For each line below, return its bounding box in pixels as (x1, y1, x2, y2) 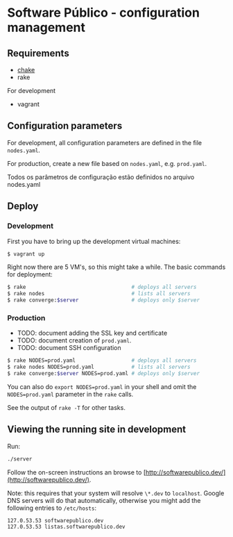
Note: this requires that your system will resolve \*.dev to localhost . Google (7, 488, 225, 497)
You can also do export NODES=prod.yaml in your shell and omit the (7, 382, 197, 390)
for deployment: (7, 270, 53, 279)
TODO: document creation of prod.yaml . (17, 336, 132, 345)
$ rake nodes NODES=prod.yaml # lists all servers (7, 363, 191, 371)
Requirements (7, 47, 69, 59)
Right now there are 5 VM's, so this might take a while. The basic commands (7, 263, 226, 272)
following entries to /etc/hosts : (7, 504, 97, 512)
